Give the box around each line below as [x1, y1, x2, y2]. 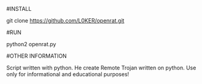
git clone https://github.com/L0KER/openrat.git [6, 17, 124, 24]
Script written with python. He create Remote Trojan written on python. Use [6, 64, 196, 71]
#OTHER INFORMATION [6, 52, 67, 60]
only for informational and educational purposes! [6, 71, 130, 78]
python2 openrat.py [6, 41, 56, 47]
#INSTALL [6, 5, 32, 12]
